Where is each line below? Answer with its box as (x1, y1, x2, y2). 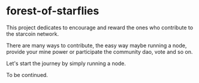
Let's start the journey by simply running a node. (6, 60, 126, 67)
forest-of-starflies (6, 4, 99, 18)
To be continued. (6, 71, 48, 78)
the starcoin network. (6, 30, 59, 37)
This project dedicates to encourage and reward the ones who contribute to (6, 24, 194, 31)
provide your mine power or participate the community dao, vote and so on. (6, 48, 193, 55)
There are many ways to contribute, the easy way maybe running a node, (6, 42, 187, 49)
